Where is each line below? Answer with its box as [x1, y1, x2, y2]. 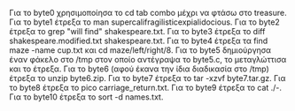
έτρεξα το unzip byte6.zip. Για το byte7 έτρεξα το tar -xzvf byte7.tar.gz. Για [9, 73, 286, 83]
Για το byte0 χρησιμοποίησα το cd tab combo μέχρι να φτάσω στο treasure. [9, 8, 287, 18]
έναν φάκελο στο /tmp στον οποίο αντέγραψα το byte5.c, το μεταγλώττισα [9, 55, 287, 64]
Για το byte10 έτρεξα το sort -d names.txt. [9, 92, 164, 102]
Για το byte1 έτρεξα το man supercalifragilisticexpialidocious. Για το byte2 [9, 17, 281, 27]
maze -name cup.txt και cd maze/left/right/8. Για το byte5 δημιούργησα [9, 45, 272, 55]
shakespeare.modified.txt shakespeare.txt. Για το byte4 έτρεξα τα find [9, 35, 268, 46]
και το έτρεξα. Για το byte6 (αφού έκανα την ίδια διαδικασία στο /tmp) [9, 63, 270, 74]
